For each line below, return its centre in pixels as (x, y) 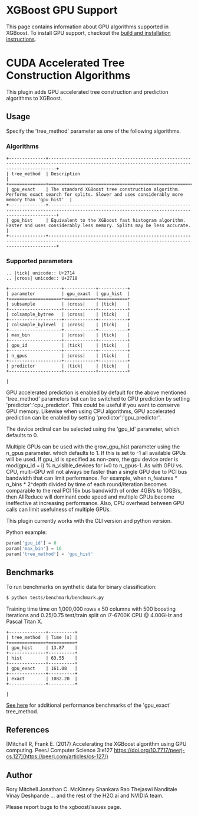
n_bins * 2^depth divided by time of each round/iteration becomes (86, 484)
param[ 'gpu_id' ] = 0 (32, 543)
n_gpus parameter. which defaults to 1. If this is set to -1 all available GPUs (96, 453)
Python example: (27, 532)
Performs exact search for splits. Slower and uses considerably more (95, 194)
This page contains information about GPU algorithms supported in (88, 27)
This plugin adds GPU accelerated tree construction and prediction (88, 91)
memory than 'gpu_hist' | (39, 199)
